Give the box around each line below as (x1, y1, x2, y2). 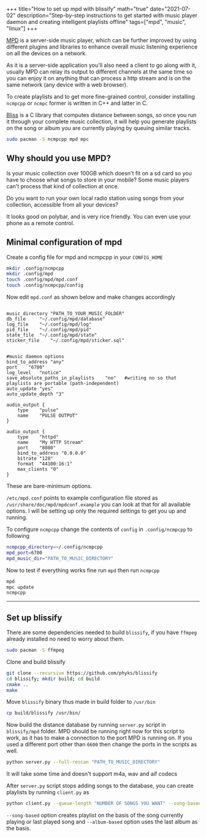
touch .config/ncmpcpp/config (6, 282, 84, 289)
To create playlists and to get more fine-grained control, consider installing (6, 93, 195, 100)
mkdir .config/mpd (6, 271, 53, 277)
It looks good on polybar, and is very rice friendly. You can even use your (6, 213, 191, 220)
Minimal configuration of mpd (6, 237, 123, 248)
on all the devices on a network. (6, 50, 87, 57)
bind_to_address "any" (6, 359, 64, 365)
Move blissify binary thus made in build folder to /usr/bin (6, 698, 156, 706)
